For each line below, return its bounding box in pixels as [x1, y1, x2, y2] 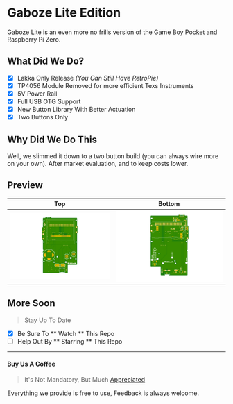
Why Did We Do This [7, 133, 97, 145]
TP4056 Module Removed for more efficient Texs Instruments [17, 81, 194, 90]
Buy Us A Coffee [7, 360, 55, 369]
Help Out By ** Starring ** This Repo [17, 337, 123, 345]
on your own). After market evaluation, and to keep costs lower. [7, 159, 189, 167]
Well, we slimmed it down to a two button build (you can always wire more [7, 151, 219, 160]
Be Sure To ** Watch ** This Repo [17, 329, 115, 337]
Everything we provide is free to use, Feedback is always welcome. [7, 389, 200, 397]
